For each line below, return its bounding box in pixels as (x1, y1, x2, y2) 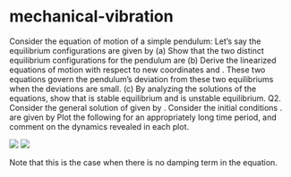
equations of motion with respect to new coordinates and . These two (9, 64, 266, 75)
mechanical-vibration (9, 6, 174, 27)
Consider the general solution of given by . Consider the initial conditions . (9, 102, 283, 113)
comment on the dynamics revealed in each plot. (9, 121, 190, 131)
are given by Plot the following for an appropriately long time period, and (9, 112, 278, 122)
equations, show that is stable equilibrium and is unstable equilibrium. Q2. (9, 92, 282, 104)
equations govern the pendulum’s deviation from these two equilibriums (9, 73, 274, 84)
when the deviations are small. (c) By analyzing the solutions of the (9, 83, 257, 94)
